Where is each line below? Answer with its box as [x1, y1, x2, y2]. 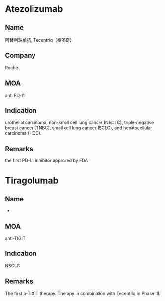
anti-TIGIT [5, 235, 26, 241]
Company [5, 51, 36, 60]
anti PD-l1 [5, 92, 25, 98]
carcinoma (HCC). [5, 130, 42, 136]
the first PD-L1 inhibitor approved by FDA [5, 157, 88, 164]
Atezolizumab [5, 3, 63, 15]
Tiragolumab [5, 175, 59, 186]
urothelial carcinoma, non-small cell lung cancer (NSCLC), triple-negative [5, 120, 154, 126]
